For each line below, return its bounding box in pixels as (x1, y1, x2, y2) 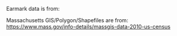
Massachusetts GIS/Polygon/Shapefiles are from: (6, 17, 128, 23)
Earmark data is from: (6, 5, 60, 12)
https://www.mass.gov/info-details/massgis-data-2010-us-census (6, 23, 170, 30)
